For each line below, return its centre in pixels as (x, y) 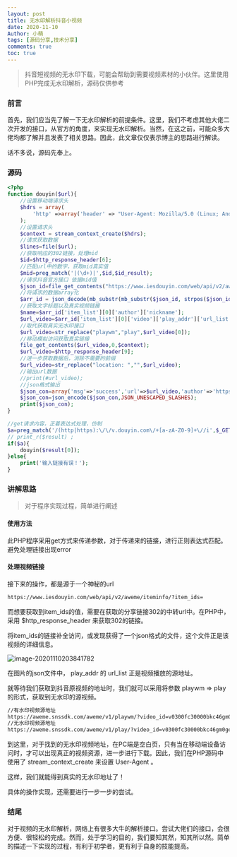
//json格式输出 (40, 385)
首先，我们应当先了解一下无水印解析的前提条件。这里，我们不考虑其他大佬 (115, 120)
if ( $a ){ (19, 443)
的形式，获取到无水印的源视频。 (54, 697)
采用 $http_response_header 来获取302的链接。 (77, 620)
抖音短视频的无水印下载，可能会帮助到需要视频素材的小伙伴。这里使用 (127, 74)
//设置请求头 (36, 227)
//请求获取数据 (39, 240)
